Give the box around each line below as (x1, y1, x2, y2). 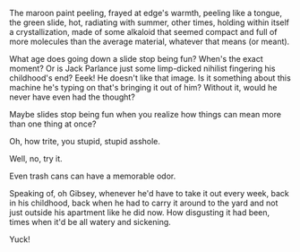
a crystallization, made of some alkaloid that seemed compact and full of (9, 27, 278, 37)
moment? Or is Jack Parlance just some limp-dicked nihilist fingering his (9, 63, 276, 74)
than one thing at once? (9, 118, 97, 129)
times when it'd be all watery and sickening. (9, 217, 172, 227)
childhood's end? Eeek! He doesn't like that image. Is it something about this (9, 73, 291, 83)
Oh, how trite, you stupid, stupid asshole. (9, 136, 161, 146)
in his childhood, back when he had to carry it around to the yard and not (9, 197, 279, 208)
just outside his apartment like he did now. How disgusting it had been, (9, 207, 270, 218)
